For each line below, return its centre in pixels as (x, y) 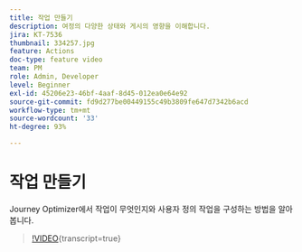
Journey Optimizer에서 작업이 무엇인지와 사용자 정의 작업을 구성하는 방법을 (143, 209)
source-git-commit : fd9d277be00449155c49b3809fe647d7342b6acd (129, 102)
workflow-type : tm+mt (50, 110)
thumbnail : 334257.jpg (52, 43)
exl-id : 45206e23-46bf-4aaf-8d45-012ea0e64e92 (99, 93)
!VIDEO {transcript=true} (76, 238)
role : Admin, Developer (54, 77)
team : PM (26, 69)
